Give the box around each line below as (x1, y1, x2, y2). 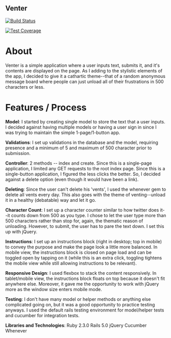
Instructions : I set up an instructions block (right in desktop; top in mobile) (5, 238, 162, 244)
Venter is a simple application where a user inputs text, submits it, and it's (5, 62, 160, 68)
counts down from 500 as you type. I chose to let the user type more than (11, 212, 166, 218)
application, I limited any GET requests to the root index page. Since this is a (5, 165, 165, 171)
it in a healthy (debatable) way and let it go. (5, 197, 96, 203)
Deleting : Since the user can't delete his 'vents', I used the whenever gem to (5, 186, 166, 192)
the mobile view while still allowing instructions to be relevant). (5, 260, 137, 266)
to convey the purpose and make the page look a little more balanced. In (5, 244, 158, 250)
